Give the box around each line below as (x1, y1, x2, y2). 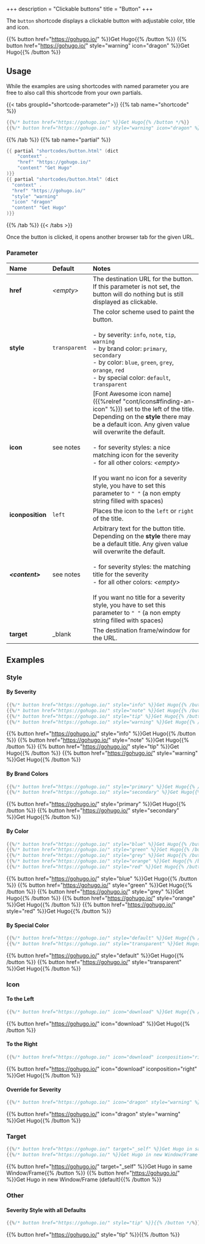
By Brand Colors (6, 770, 49, 777)
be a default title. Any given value (92, 540, 188, 548)
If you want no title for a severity (92, 594, 185, 602)
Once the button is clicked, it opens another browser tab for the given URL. (6, 233, 195, 241)
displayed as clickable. (92, 298, 158, 306)
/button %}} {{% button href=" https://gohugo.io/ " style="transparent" (6, 958, 182, 965)
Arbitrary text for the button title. (92, 524, 185, 533)
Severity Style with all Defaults (6, 1206, 87, 1213)
